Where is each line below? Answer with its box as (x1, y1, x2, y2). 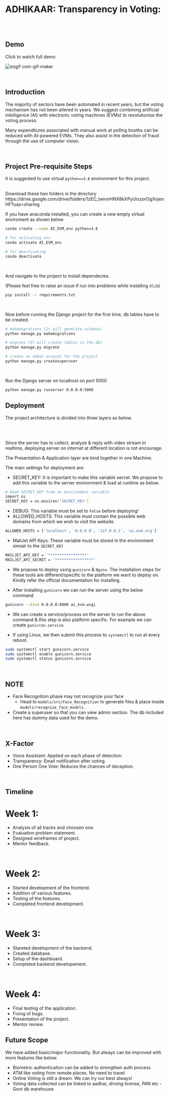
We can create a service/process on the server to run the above (12, 611, 146, 617)
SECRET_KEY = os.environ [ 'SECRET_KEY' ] (5, 499, 89, 504)
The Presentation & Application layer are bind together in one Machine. (5, 455, 153, 461)
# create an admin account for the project (5, 354, 98, 359)
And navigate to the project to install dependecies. (5, 272, 110, 279)
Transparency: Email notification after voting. (12, 758, 106, 764)
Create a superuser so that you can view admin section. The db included (12, 709, 164, 716)
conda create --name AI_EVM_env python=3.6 (5, 226, 98, 232)
